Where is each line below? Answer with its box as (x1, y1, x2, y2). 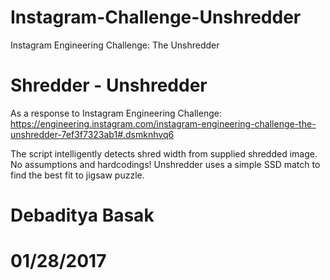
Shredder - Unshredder (10, 74, 208, 97)
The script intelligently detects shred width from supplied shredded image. (10, 147, 318, 160)
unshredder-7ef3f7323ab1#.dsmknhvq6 (10, 128, 175, 140)
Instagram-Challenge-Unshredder (10, 6, 302, 29)
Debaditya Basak (10, 204, 155, 227)
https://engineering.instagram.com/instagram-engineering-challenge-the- (10, 117, 317, 130)
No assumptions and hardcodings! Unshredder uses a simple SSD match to (10, 158, 321, 170)
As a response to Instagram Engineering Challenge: (10, 107, 222, 119)
